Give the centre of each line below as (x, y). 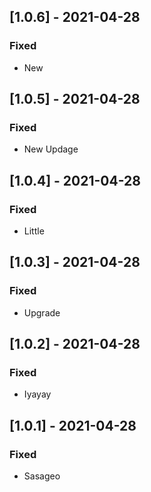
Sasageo (42, 476)
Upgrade (42, 312)
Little (34, 231)
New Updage (51, 149)
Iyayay (37, 394)
